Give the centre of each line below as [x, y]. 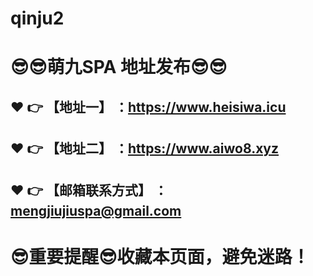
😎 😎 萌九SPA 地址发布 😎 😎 [119, 67]
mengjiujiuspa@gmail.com [96, 210]
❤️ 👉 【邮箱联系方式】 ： [89, 190]
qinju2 [37, 18]
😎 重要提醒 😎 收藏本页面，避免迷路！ [160, 256]
